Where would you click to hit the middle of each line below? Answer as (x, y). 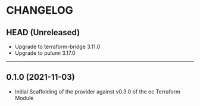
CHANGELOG (40, 10)
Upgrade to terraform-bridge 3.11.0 (57, 46)
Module (24, 98)
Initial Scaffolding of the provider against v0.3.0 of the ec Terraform (97, 91)
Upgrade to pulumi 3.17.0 (45, 53)
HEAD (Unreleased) (43, 32)
